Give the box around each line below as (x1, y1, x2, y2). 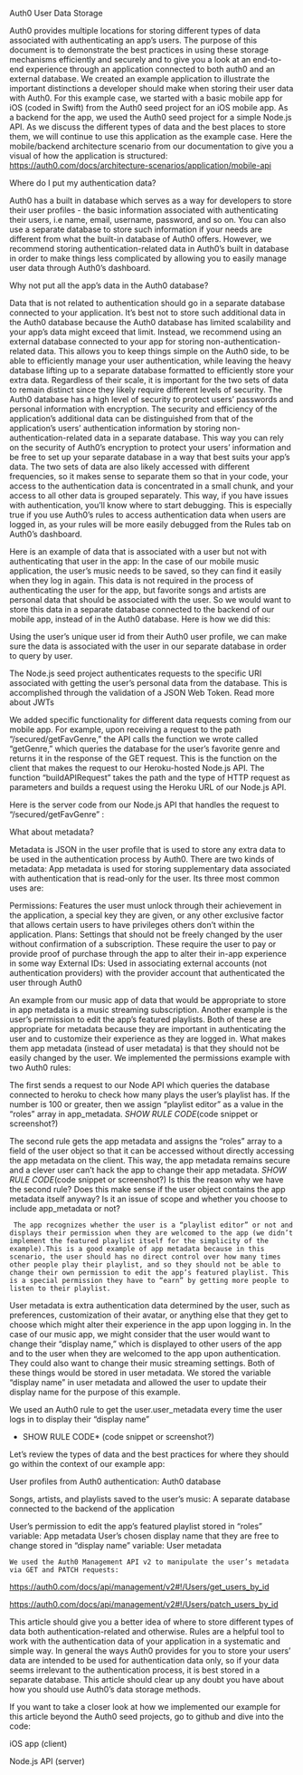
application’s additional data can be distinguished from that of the (9, 413, 253, 424)
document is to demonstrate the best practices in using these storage (9, 44, 270, 55)
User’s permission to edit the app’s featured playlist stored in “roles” (9, 1521, 262, 1531)
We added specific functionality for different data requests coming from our (9, 715, 292, 725)
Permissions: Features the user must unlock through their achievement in (9, 901, 282, 911)
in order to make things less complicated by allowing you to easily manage (9, 253, 287, 264)
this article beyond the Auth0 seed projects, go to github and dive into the (9, 1712, 284, 1722)
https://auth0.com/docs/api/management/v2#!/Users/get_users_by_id (9, 1581, 270, 1592)
